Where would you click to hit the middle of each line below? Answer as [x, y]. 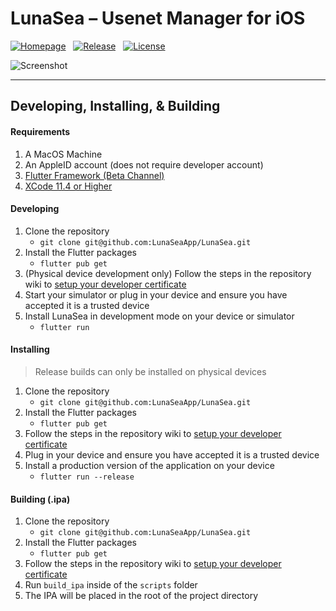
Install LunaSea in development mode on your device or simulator [159, 316]
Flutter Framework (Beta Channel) [94, 175]
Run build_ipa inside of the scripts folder [111, 585]
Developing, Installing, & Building [115, 106]
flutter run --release [87, 477]
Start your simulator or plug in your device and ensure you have [156, 294]
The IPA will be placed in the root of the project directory [141, 596]
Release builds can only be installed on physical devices [150, 371]
